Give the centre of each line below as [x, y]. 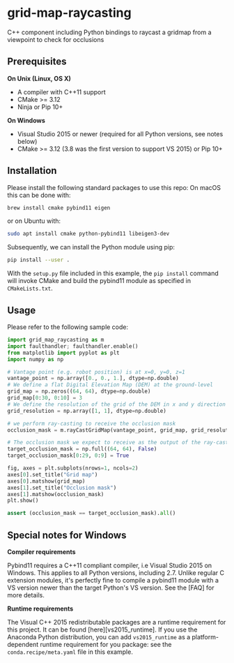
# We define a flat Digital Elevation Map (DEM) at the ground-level [110, 385]
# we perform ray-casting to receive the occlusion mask [92, 423]
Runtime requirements [40, 609]
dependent [23, 644]
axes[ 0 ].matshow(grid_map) [46, 481]
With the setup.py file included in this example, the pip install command [113, 273]
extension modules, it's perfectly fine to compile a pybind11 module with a [113, 580]
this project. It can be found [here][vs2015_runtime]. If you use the [102, 629]
